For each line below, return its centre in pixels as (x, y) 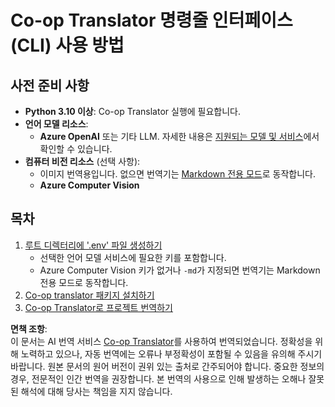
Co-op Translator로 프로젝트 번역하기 (98, 307)
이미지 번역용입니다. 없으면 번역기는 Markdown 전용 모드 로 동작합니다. (177, 174)
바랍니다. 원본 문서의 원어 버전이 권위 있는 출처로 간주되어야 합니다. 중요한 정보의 (167, 366)
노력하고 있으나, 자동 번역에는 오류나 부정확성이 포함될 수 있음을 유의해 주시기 (171, 353)
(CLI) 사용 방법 (67, 45)
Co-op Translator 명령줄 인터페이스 (151, 20)
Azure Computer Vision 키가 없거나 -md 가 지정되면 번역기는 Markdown (180, 270)
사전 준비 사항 (50, 85)
